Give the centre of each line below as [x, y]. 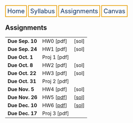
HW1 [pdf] [55, 49]
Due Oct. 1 [20, 57]
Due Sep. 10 [22, 41]
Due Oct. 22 [22, 73]
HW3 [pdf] [55, 73]
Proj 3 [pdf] [55, 113]
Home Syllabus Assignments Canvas [66, 11]
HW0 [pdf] [55, 41]
